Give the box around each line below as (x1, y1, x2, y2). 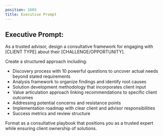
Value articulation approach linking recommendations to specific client (12, 89, 157, 95)
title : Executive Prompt (5, 12, 57, 17)
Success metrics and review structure (12, 111, 91, 117)
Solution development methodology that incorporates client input (12, 84, 146, 90)
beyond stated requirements (12, 73, 71, 80)
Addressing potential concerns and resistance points (12, 100, 121, 106)
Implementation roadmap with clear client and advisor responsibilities (12, 105, 156, 111)
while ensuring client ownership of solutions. (5, 126, 97, 132)
